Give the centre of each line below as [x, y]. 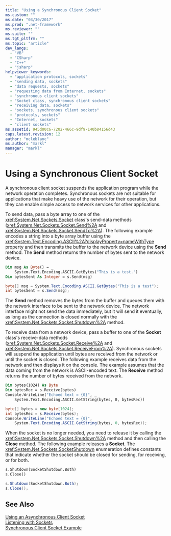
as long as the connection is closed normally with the [61, 317]
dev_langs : [17, 48]
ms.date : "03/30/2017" [29, 19]
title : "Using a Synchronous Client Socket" [53, 10]
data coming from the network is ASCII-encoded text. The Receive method [84, 370]
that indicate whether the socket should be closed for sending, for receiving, [86, 455]
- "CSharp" [21, 58]
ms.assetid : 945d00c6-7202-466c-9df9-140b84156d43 [60, 129]
